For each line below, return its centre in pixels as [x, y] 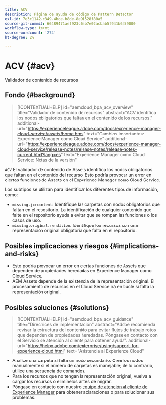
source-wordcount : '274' [31, 33]
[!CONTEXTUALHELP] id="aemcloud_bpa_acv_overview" [75, 107]
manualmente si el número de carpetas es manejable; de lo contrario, [83, 366]
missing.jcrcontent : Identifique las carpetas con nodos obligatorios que [86, 204]
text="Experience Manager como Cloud [104, 154]
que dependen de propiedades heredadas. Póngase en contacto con [87, 335]
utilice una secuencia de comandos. [49, 371]
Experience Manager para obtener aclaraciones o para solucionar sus [83, 392]
